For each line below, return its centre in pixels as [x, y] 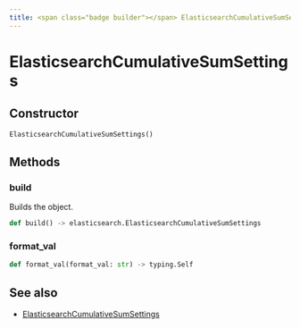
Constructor [44, 114]
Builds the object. [42, 207]
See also [33, 293]
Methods [35, 162]
